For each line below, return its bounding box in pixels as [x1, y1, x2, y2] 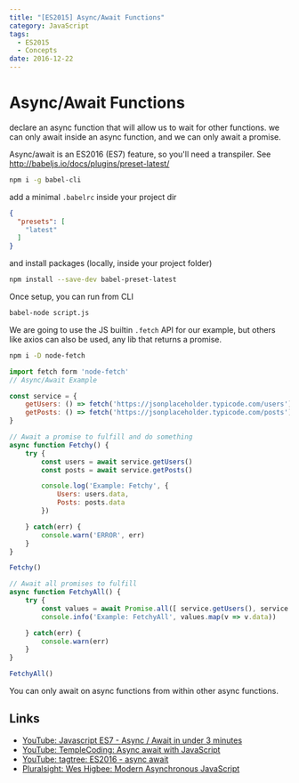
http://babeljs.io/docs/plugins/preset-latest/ [9, 157, 170, 169]
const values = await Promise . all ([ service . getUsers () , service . [41, 604, 293, 613]
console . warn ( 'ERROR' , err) [41, 530, 145, 539]
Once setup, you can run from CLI [9, 291, 133, 303]
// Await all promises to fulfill [9, 579, 138, 588]
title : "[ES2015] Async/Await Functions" [9, 12, 166, 22]
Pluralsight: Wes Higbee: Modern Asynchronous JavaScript [21, 763, 240, 774]
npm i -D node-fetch [9, 351, 86, 360]
